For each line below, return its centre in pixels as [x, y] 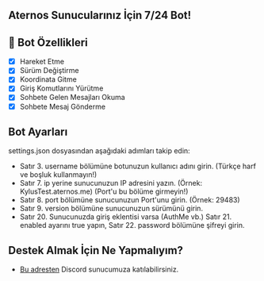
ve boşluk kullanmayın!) [58, 175]
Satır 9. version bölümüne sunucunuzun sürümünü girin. [111, 209]
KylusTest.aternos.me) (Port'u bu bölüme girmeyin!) [104, 191]
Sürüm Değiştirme [49, 71]
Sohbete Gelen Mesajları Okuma [72, 98]
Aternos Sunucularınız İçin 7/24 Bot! [100, 15]
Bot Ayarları [38, 131]
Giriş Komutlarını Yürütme [61, 88]
